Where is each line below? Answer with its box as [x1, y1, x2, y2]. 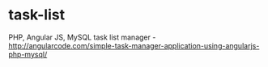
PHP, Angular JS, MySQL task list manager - [8, 32, 156, 42]
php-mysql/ [8, 49, 48, 59]
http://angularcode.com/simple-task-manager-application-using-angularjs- [8, 40, 260, 50]
